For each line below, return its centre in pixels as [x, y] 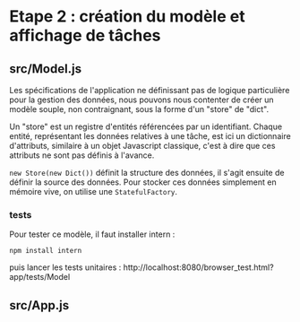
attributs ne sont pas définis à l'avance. [82, 155]
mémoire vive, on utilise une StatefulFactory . [93, 191]
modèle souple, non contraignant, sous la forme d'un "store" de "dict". [139, 109]
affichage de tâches [85, 35]
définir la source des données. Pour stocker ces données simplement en [143, 182]
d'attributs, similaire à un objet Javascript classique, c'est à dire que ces [142, 146]
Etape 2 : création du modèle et [127, 17]
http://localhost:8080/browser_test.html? [199, 267]
